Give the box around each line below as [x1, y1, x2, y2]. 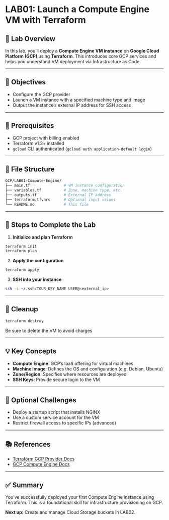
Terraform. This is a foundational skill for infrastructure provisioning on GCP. [5, 499, 163, 505]
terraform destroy [5, 318, 44, 323]
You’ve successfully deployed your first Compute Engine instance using [5, 494, 154, 500]
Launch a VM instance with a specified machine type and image [12, 97, 145, 103]
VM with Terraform [5, 14, 87, 26]
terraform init [5, 244, 37, 249]
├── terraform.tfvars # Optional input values [5, 197, 116, 202]
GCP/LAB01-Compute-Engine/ [5, 178, 62, 183]
